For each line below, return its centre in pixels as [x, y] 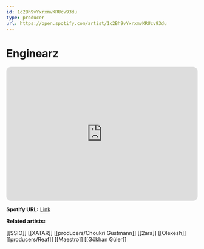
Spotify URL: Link [29, 209]
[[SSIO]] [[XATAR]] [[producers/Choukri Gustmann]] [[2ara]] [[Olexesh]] [96, 233]
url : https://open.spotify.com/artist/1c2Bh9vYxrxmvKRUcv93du [87, 23]
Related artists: [26, 221]
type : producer [25, 18]
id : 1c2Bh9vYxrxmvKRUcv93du [42, 12]
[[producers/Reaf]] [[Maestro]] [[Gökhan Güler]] [66, 240]
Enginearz [32, 53]
